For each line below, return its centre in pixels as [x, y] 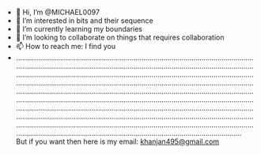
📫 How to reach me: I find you [66, 46]
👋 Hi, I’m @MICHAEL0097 [58, 12]
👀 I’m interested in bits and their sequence [84, 21]
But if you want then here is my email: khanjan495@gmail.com [117, 141]
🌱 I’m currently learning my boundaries [79, 29]
